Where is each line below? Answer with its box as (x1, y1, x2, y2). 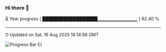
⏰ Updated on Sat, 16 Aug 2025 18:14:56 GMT (5, 32, 99, 38)
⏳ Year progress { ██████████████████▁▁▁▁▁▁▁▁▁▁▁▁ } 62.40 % (5, 16, 160, 22)
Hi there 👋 (5, 4, 30, 11)
